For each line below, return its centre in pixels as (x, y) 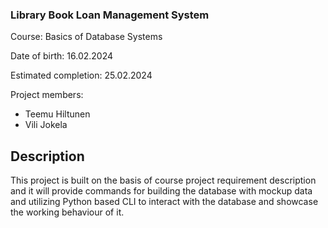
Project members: (47, 95)
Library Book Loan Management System (110, 15)
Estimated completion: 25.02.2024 (81, 75)
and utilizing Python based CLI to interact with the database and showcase (164, 202)
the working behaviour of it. (67, 212)
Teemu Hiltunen (57, 114)
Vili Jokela (46, 125)
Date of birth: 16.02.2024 (62, 56)
